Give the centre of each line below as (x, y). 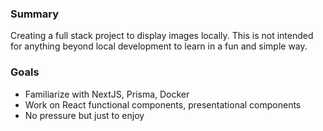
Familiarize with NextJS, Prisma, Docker (107, 94)
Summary (35, 14)
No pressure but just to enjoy (84, 115)
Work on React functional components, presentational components (163, 104)
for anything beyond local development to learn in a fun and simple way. (159, 46)
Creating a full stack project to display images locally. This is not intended (162, 36)
